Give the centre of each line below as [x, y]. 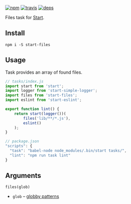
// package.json [22, 141]
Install [15, 33]
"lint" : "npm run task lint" [40, 155]
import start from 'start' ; [35, 86]
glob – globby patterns [36, 196]
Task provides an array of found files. [44, 72]
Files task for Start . [25, 17]
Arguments [23, 176]
